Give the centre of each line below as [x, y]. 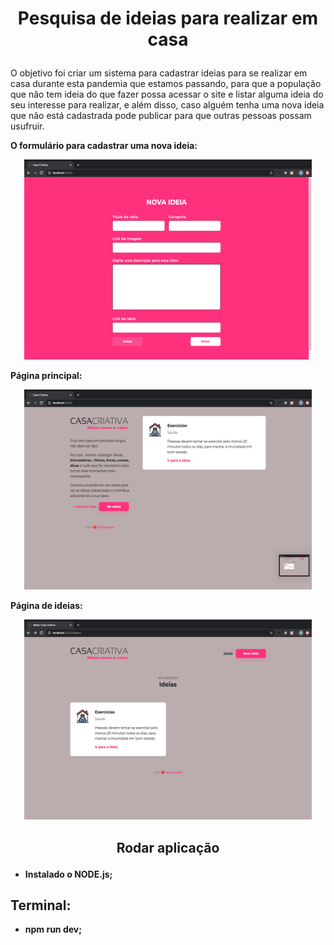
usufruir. [27, 126]
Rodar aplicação [168, 847]
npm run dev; [53, 929]
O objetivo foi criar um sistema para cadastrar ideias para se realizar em [159, 73]
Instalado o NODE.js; [68, 874]
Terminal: [41, 905]
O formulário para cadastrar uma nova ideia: [104, 146]
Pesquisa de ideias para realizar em [168, 18]
